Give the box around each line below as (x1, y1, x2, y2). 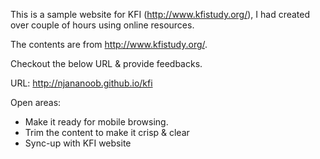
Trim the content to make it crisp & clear (24, 127, 190, 138)
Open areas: (10, 97, 62, 108)
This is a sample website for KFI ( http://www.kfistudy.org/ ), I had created (10, 9, 311, 20)
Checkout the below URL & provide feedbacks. (10, 58, 203, 69)
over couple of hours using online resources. (10, 19, 195, 31)
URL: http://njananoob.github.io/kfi (10, 77, 153, 89)
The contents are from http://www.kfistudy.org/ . (10, 39, 208, 50)
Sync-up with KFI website (24, 137, 132, 149)
